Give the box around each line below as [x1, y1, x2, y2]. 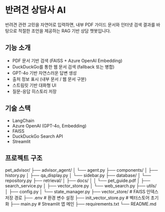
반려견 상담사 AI [5, 4, 66, 16]
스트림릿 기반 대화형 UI [12, 82, 57, 88]
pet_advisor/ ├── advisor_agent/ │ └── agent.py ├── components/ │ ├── [5, 167, 158, 173]
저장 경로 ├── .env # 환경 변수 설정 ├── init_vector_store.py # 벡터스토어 [5, 195, 150, 201]
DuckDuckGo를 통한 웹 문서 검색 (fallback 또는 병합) [12, 63, 115, 69]
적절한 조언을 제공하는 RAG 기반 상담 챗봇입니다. [18, 28, 111, 33]
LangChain [12, 118, 34, 123]
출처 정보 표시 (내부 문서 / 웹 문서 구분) [12, 76, 87, 82]
